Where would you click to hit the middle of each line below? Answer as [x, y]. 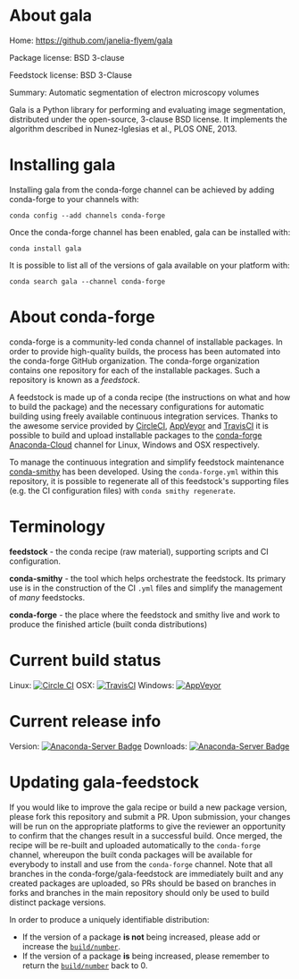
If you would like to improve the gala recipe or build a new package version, [148, 807]
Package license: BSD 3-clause [67, 57]
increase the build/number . [71, 946]
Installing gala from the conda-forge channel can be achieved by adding [142, 190]
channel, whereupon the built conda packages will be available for [131, 855]
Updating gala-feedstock [104, 782]
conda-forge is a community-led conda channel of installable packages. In [146, 342]
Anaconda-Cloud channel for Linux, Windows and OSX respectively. [135, 445]
